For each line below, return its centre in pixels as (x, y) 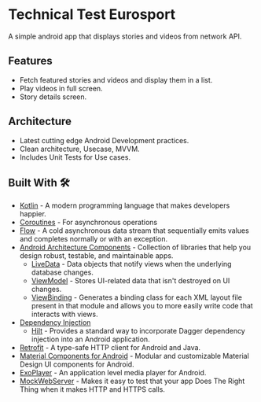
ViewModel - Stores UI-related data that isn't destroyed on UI (130, 281)
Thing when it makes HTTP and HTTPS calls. (92, 389)
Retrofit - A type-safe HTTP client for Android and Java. (110, 348)
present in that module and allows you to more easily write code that (142, 306)
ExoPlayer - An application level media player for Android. (113, 373)
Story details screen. (53, 97)
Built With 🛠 (39, 183)
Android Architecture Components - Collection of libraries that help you (135, 247)
